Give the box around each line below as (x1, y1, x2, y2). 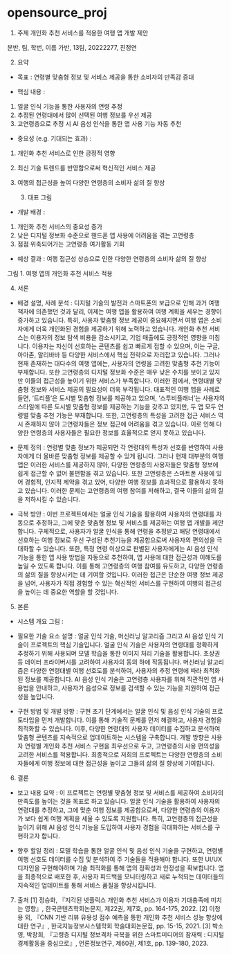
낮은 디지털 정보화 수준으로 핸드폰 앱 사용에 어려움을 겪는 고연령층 (17, 231, 195, 240)
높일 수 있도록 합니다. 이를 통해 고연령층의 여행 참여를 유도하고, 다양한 (17, 561, 205, 570)
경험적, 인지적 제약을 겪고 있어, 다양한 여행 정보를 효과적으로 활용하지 (24, 478, 211, 486)
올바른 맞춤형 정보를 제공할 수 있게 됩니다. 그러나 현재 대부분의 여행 (43, 451, 224, 460)
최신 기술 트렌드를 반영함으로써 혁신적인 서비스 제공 (17, 163, 156, 172)
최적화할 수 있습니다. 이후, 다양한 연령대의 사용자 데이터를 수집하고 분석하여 (17, 724, 221, 732)
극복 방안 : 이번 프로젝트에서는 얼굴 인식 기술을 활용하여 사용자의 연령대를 (17, 510, 215, 518)
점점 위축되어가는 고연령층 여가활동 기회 (17, 240, 125, 248)
